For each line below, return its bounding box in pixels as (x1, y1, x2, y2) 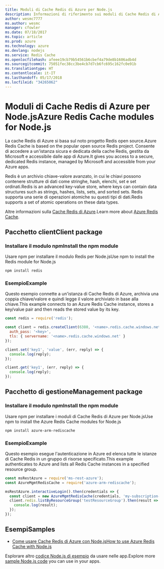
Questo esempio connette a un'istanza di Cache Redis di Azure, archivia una (5, 291, 159, 297)
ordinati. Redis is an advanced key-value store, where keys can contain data (5, 184, 157, 190)
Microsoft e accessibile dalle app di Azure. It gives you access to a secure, (5, 153, 154, 159)
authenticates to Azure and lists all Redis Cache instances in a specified (5, 461, 150, 467)
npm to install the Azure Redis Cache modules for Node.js (5, 419, 121, 424)
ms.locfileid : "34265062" (5, 80, 58, 84)
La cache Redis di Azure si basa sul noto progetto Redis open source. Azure (5, 138, 157, 144)
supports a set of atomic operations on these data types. (5, 199, 120, 205)
